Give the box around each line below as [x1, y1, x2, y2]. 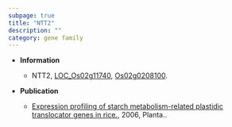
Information [19, 56, 60, 65]
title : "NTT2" [8, 19, 56, 27]
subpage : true [8, 11, 56, 20]
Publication [19, 87, 59, 96]
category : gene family [8, 33, 83, 42]
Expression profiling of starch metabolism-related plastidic [31, 102, 224, 111]
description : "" [8, 26, 62, 34]
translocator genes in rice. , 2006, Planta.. [31, 110, 168, 120]
